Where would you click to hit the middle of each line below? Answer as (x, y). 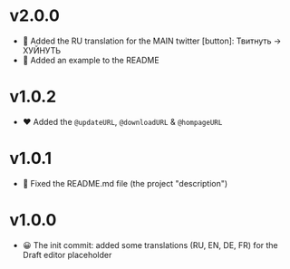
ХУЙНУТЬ (42, 50)
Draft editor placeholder (67, 255)
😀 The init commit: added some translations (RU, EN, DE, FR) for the (150, 245)
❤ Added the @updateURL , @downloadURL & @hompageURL (122, 121)
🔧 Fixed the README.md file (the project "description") (125, 183)
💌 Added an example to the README (91, 60)
